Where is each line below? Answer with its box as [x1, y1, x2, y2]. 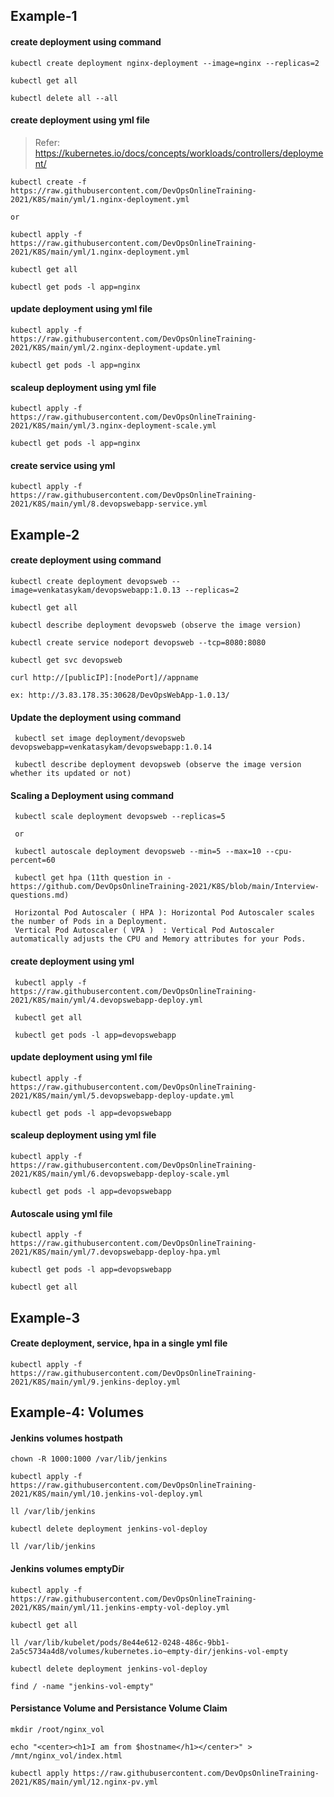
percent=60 [10, 855, 56, 866]
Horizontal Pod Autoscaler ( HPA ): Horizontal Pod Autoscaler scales [14, 908, 315, 918]
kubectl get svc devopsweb [10, 655, 123, 665]
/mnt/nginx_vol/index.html [10, 1750, 123, 1761]
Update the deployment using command [10, 711, 182, 723]
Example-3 [10, 1309, 80, 1326]
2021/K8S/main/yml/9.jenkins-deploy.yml [10, 1377, 182, 1387]
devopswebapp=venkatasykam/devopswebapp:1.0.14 [10, 742, 213, 753]
